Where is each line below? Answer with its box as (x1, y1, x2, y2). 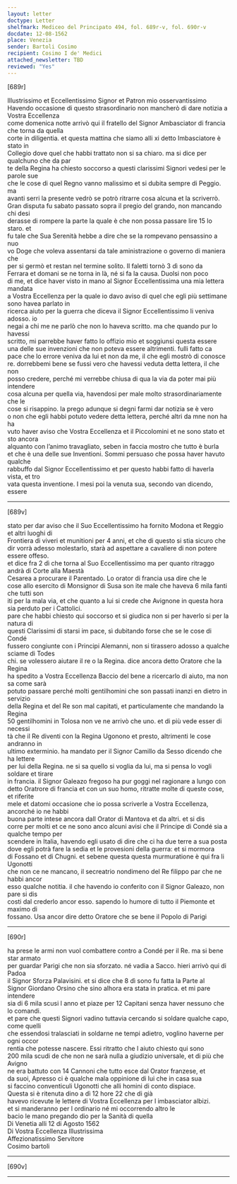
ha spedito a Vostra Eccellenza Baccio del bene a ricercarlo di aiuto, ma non (7, 672, 229, 680)
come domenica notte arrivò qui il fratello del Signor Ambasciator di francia (7, 118, 226, 127)
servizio (7, 694, 30, 703)
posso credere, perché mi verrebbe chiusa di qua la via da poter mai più (7, 374, 217, 383)
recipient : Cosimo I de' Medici (7, 50, 102, 57)
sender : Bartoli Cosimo (7, 43, 78, 50)
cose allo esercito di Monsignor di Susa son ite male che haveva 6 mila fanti (7, 581, 228, 590)
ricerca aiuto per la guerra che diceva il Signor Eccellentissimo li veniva (7, 306, 214, 315)
